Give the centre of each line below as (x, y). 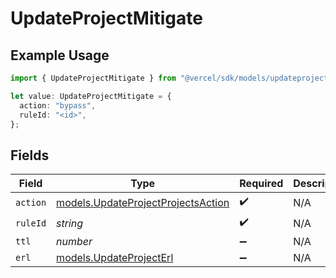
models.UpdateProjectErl (115, 258)
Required (261, 184)
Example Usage (60, 55)
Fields (30, 155)
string (70, 223)
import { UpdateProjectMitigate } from (93, 78)
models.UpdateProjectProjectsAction (143, 202)
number (74, 242)
